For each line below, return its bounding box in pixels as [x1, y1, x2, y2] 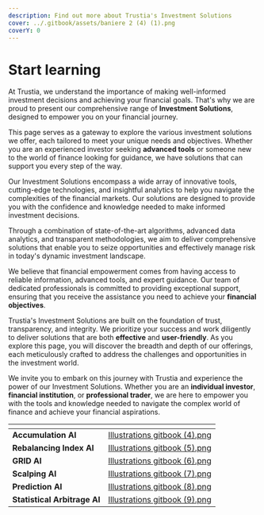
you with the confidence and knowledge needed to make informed [8, 202, 226, 211]
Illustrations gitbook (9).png [108, 494, 212, 505]
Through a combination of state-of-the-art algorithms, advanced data [8, 226, 235, 235]
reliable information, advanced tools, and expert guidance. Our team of [8, 275, 240, 285]
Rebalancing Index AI [12, 443, 94, 454]
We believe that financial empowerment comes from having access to [8, 267, 236, 277]
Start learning [8, 60, 101, 79]
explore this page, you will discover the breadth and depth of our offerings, [8, 341, 254, 350]
